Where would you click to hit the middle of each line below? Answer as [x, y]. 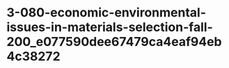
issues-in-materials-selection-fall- [110, 27]
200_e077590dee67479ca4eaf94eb [114, 42]
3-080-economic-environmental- [106, 13]
